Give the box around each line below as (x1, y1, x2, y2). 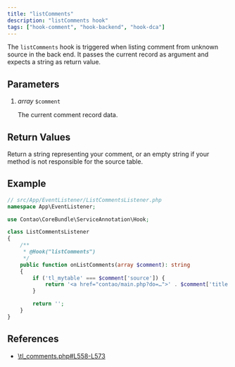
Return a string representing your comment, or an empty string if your (7, 150, 210, 158)
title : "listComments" (7, 10, 74, 18)
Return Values (7, 131, 71, 143)
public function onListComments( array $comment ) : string (20, 261, 191, 268)
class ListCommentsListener (7, 229, 90, 236)
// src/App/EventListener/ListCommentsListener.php (7, 196, 162, 203)
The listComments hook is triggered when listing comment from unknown (7, 43, 219, 52)
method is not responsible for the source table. (7, 157, 143, 166)
